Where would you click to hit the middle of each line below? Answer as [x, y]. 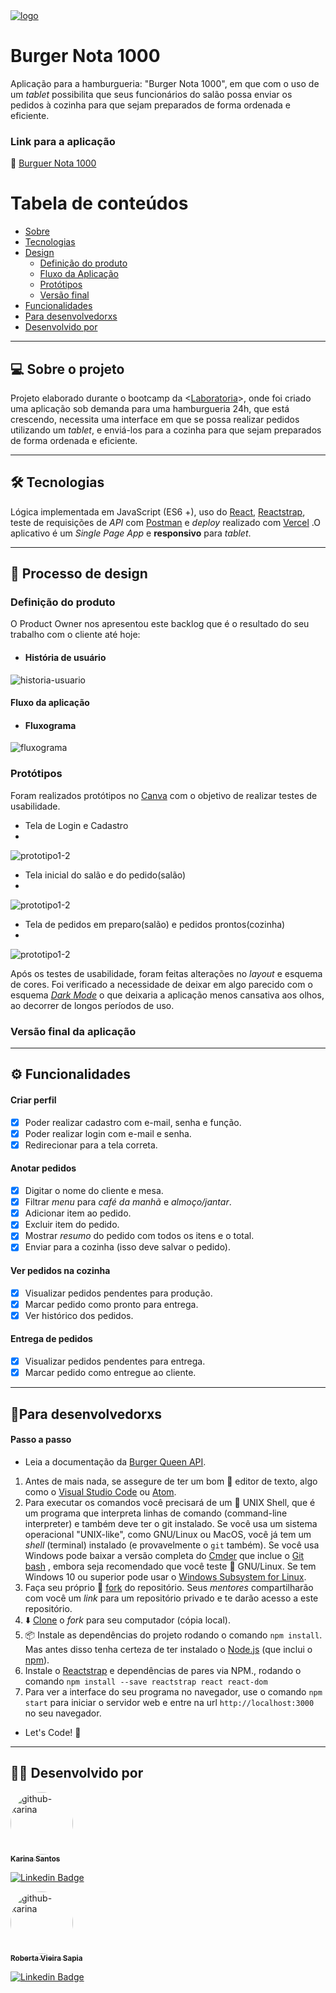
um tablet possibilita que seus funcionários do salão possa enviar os [151, 94]
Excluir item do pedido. [72, 1225]
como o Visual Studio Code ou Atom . [100, 1491]
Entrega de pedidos [51, 1339]
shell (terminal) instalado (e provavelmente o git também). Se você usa [172, 1545]
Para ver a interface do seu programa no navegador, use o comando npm [173, 1691]
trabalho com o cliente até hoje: [75, 635]
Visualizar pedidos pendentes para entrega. [115, 1361]
